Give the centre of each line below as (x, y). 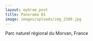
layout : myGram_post (27, 10)
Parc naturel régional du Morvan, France (47, 33)
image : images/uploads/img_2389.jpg (43, 19)
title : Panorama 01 (25, 14)
